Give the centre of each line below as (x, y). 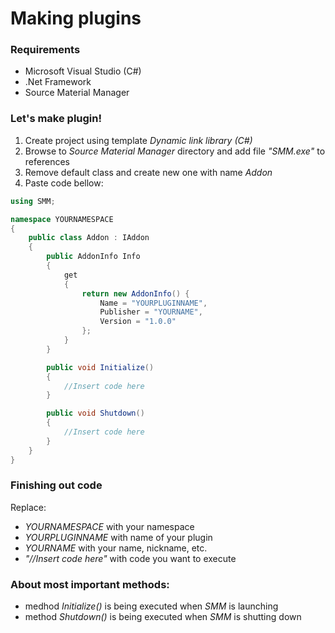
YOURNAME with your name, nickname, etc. (116, 548)
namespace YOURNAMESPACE (62, 219)
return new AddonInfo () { (135, 293)
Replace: (28, 507)
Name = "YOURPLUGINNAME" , (153, 303)
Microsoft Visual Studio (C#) (83, 71)
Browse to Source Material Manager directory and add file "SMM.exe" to (175, 151)
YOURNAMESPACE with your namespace (109, 526)
